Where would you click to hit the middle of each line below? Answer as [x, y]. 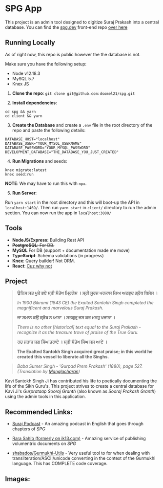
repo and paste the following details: [49, 130]
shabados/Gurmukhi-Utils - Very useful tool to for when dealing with [81, 453]
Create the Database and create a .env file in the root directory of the [82, 125]
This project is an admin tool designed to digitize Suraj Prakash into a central [82, 22]
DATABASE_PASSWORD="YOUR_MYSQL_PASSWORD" [48, 148]
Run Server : [24, 193]
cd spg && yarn [20, 111]
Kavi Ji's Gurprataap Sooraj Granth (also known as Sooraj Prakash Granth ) [81, 391]
